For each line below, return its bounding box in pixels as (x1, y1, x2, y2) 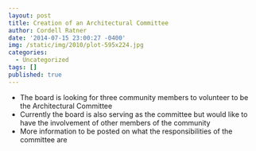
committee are (19, 134, 68, 144)
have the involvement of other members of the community (19, 118, 211, 127)
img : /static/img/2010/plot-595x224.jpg (8, 41, 145, 49)
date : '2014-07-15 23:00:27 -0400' (8, 33, 126, 42)
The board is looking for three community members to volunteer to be (19, 92, 249, 102)
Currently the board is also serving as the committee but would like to (19, 109, 248, 119)
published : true (8, 71, 62, 79)
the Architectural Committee (19, 101, 113, 110)
